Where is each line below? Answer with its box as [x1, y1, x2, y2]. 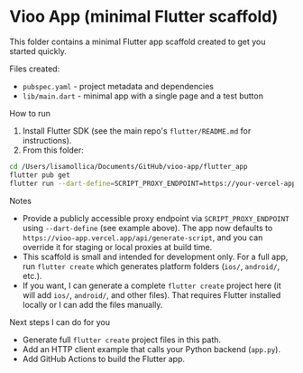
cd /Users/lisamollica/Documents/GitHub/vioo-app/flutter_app [9, 162, 248, 171]
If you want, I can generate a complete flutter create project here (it [22, 280, 281, 291]
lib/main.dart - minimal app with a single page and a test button [22, 90, 264, 101]
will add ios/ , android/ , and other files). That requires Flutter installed [22, 289, 281, 300]
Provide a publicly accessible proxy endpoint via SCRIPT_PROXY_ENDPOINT [22, 212, 290, 223]
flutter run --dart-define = [9, 179, 115, 188]
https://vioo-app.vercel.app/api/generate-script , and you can [22, 232, 263, 243]
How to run [9, 107, 51, 118]
